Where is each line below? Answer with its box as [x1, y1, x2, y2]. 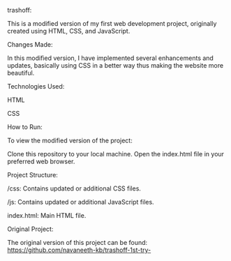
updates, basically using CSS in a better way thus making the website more [7, 61, 224, 69]
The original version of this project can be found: [7, 239, 148, 246]
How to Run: [7, 123, 43, 131]
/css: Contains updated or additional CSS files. [7, 184, 142, 193]
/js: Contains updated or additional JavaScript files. [7, 198, 155, 206]
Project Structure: [7, 171, 58, 179]
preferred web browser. [7, 157, 75, 165]
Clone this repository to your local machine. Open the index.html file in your [7, 150, 225, 158]
